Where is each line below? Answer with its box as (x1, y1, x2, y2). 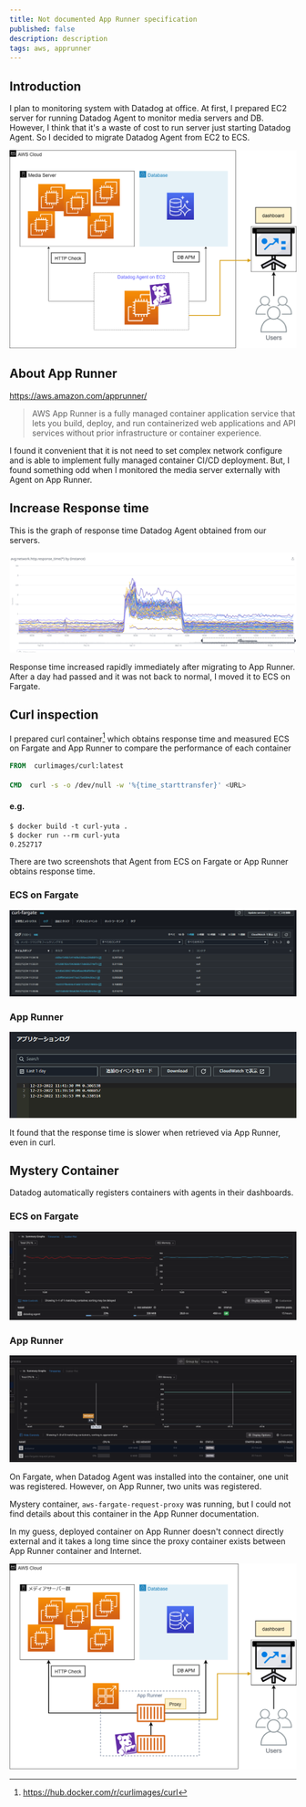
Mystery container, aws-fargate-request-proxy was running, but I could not (9, 1498, 291, 1509)
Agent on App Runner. (9, 474, 93, 485)
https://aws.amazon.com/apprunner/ (9, 390, 148, 401)
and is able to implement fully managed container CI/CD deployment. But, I (9, 455, 290, 466)
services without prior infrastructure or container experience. (31, 427, 262, 438)
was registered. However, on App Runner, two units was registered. (9, 1480, 262, 1492)
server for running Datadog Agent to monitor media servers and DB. (9, 112, 264, 123)
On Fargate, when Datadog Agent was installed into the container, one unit (9, 1471, 289, 1482)
